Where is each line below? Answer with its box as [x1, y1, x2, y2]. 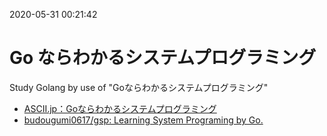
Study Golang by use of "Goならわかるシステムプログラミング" [9, 81, 269, 93]
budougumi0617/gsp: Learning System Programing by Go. [23, 114, 264, 126]
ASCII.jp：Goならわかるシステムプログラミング [23, 102, 217, 114]
